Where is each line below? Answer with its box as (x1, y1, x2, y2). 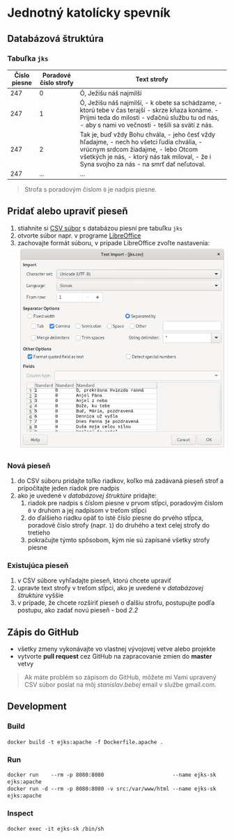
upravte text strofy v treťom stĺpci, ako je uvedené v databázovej (17, 584, 204, 592)
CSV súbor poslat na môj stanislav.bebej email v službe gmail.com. (24, 681, 217, 688)
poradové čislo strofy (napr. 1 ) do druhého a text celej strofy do (27, 521, 210, 529)
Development (7, 700, 68, 712)
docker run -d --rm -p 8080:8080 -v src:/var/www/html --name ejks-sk (7, 785, 217, 792)
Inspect (7, 808, 33, 818)
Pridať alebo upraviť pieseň (7, 206, 128, 217)
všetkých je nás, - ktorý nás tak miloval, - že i (79, 153, 211, 161)
